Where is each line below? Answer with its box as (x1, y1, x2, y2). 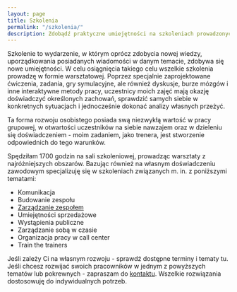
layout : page (7, 10, 46, 18)
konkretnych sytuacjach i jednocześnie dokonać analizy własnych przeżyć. (7, 102, 226, 110)
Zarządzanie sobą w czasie (17, 226, 97, 234)
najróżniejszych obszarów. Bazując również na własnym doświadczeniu (7, 160, 216, 168)
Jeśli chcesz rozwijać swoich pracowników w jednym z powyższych (7, 262, 206, 271)
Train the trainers (17, 241, 68, 250)
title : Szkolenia (7, 17, 59, 24)
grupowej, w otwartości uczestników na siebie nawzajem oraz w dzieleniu (7, 123, 222, 132)
